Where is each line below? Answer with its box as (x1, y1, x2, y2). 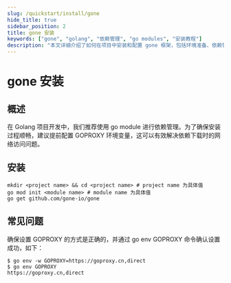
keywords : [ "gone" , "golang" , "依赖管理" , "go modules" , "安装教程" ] (7, 36, 203, 43)
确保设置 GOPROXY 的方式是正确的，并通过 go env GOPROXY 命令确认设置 (7, 235, 221, 243)
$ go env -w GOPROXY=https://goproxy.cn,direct (7, 257, 146, 264)
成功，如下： (7, 243, 43, 251)
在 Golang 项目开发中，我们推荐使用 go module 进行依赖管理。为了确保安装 (7, 123, 221, 131)
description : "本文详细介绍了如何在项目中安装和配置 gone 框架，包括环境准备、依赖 (7, 42, 222, 49)
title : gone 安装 (7, 29, 55, 36)
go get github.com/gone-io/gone (7, 195, 100, 202)
